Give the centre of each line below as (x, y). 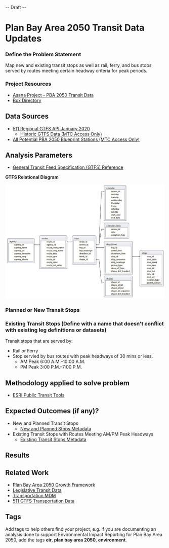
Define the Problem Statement (43, 54)
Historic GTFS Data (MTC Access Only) (61, 134)
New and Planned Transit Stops (45, 423)
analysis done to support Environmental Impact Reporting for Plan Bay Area (84, 534)
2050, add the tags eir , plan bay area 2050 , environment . (66, 540)
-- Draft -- (16, 7)
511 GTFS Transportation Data (44, 501)
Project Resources (28, 84)
